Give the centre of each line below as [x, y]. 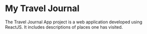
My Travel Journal [42, 8]
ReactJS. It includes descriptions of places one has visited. [64, 27]
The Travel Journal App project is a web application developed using [74, 22]
